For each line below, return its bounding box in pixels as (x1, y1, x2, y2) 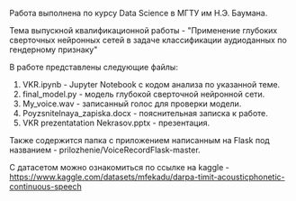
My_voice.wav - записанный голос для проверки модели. (22, 98, 242, 109)
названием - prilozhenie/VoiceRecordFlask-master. (9, 144, 201, 155)
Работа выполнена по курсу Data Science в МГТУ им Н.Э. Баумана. (9, 8, 268, 18)
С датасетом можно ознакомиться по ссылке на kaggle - (9, 162, 229, 172)
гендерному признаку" (9, 44, 98, 55)
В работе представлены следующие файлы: (9, 62, 178, 72)
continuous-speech (9, 181, 83, 192)
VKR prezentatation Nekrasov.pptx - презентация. (22, 117, 211, 128)
